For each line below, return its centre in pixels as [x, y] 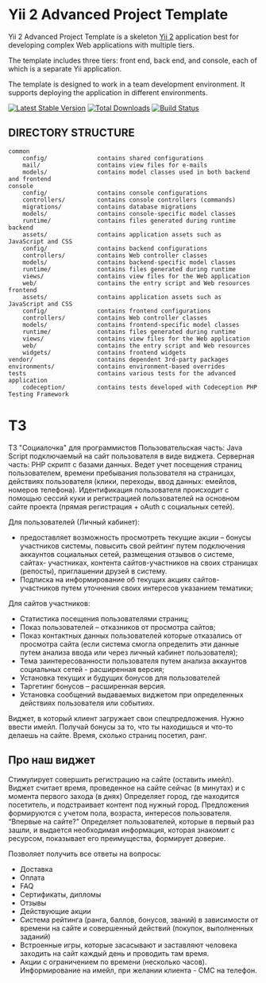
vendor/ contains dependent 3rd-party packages [118, 359]
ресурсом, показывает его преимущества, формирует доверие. [117, 838]
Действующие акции [55, 911]
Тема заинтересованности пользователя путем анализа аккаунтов [133, 661]
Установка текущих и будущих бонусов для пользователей [120, 678]
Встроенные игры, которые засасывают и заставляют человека [129, 945]
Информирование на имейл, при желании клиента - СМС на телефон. [139, 970]
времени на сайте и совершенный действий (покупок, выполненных [137, 928]
